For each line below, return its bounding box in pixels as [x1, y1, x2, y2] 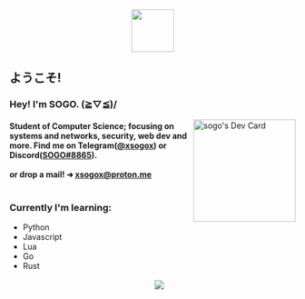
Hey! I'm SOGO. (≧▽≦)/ [9, 98, 118, 111]
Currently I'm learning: [9, 201, 112, 214]
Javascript [22, 232, 63, 243]
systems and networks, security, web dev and [9, 130, 188, 141]
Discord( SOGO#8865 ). [9, 149, 98, 160]
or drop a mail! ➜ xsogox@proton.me [9, 168, 152, 180]
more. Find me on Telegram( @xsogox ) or [9, 140, 167, 151]
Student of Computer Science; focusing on [9, 120, 174, 131]
